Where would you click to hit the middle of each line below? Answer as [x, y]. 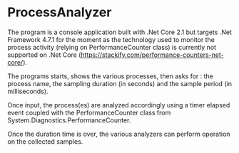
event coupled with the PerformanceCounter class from [89, 112]
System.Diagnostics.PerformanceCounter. [69, 120]
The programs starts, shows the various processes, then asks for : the [111, 76]
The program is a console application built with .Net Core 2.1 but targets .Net [119, 32]
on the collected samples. [45, 141]
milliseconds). [28, 91]
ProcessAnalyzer [60, 12]
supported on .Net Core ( [44, 55]
